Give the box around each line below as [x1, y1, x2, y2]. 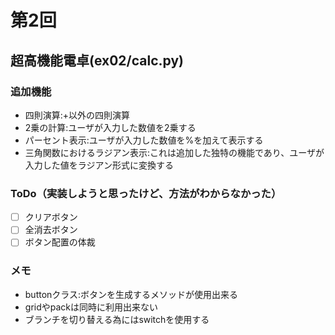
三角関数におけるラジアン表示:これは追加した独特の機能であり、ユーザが [24, 146, 325, 158]
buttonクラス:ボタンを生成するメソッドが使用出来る [24, 288, 239, 300]
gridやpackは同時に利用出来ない [24, 301, 159, 313]
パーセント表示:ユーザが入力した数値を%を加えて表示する [24, 134, 264, 146]
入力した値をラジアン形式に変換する [24, 159, 174, 171]
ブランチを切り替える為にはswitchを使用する [24, 313, 210, 325]
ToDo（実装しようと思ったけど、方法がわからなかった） [10, 186, 282, 200]
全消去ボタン [24, 224, 78, 236]
